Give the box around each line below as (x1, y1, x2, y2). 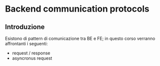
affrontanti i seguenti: (5, 41, 48, 47)
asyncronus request (12, 55, 53, 61)
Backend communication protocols (5, 3, 150, 15)
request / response (12, 50, 51, 56)
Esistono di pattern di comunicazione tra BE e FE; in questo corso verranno (5, 35, 156, 41)
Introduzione (5, 23, 45, 31)
